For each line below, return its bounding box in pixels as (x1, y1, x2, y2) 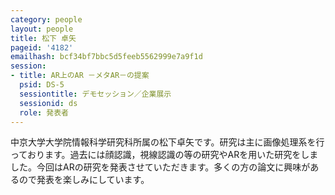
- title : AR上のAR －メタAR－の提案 (10, 71, 150, 81)
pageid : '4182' (10, 42, 74, 53)
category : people (10, 14, 83, 25)
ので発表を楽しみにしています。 (18, 174, 150, 186)
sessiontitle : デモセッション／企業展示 (19, 89, 172, 99)
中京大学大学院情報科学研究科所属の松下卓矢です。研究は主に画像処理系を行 (10, 136, 325, 148)
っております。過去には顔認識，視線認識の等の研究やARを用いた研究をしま (10, 149, 319, 161)
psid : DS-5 (19, 80, 65, 90)
